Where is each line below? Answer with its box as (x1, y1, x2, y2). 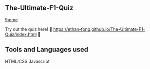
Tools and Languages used (5, 46, 89, 54)
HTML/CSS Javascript (5, 58, 50, 64)
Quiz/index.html (5, 31, 37, 37)
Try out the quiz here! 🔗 (5, 26, 53, 32)
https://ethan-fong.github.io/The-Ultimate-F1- (53, 26, 145, 32)
